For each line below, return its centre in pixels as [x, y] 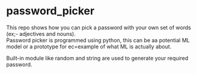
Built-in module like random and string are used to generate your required [97, 58]
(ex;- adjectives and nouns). [41, 33]
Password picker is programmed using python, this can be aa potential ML [98, 40]
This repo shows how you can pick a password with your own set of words [98, 27]
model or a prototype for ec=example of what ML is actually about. [89, 47]
